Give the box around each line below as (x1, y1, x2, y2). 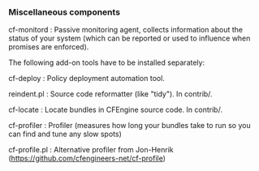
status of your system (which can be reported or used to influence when (8, 33, 251, 43)
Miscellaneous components (8, 6, 120, 18)
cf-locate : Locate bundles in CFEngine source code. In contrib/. (8, 105, 223, 115)
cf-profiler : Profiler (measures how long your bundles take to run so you (8, 121, 251, 130)
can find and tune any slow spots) (8, 129, 122, 139)
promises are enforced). (8, 42, 89, 52)
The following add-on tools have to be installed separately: (8, 58, 205, 67)
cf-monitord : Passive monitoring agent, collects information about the (8, 25, 244, 35)
